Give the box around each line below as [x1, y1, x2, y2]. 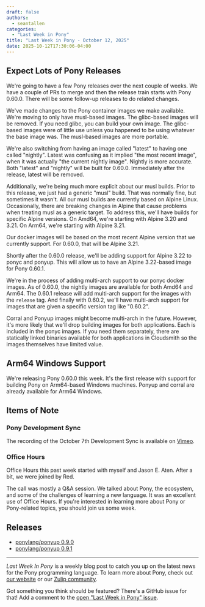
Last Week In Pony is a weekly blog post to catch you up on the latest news [6, 562, 196, 570]
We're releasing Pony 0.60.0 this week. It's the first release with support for [6, 374, 196, 382]
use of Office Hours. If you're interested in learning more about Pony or [6, 498, 185, 505]
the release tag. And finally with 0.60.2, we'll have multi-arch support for [6, 296, 189, 303]
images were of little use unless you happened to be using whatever [23, 126, 195, 133]
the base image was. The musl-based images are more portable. [6, 133, 169, 140]
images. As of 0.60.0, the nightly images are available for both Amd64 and [6, 283, 193, 291]
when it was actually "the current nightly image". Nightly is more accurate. [6, 157, 193, 165]
